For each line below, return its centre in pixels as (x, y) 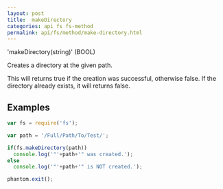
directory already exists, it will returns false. (69, 86)
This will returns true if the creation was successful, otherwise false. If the (112, 79)
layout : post (26, 13)
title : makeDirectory (39, 20)
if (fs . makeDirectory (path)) (47, 148)
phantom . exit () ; (30, 179)
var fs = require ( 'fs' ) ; (43, 123)
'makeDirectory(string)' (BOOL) (51, 52)
